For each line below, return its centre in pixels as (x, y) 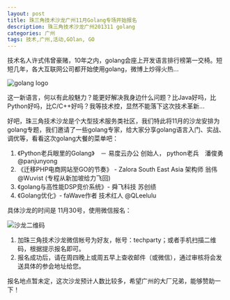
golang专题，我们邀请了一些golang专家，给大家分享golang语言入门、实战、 (116, 130)
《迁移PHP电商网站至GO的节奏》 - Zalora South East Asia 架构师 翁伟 (117, 170)
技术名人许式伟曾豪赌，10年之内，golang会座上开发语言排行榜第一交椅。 (112, 61)
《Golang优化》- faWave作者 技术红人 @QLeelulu (87, 195)
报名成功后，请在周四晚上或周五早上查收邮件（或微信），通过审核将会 (116, 257)
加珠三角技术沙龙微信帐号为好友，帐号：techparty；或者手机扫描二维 (117, 240)
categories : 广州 (31, 33)
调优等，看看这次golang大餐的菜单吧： (63, 138)
